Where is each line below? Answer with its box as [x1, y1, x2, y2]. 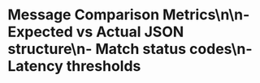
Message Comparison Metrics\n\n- [7, 6, 250, 24]
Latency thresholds [7, 57, 141, 76]
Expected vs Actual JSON [7, 23, 184, 41]
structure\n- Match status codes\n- [7, 40, 253, 58]
